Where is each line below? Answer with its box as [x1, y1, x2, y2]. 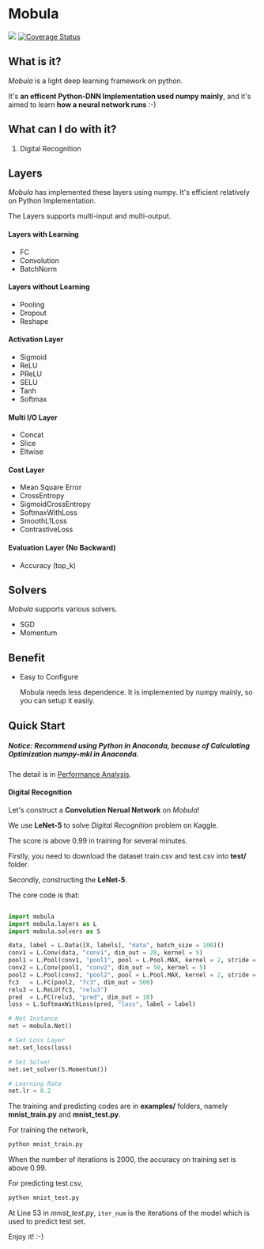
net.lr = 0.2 [8, 1087, 51, 1095]
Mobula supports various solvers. [8, 604, 118, 614]
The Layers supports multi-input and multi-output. [8, 211, 172, 221]
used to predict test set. [8, 1217, 86, 1226]
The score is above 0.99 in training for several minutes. [8, 836, 188, 845]
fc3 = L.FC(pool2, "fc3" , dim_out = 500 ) [8, 978, 154, 986]
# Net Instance [8, 1015, 58, 1022]
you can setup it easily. [19, 696, 95, 706]
